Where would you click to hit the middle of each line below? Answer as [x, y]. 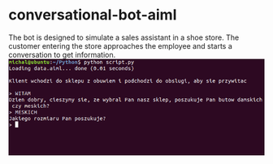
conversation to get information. [62, 54]
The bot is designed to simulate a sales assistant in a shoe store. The [124, 37]
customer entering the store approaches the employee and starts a [121, 45]
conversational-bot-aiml [93, 15]
